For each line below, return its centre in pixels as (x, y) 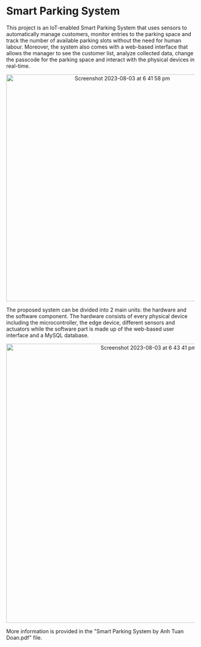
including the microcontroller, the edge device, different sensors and (91, 322)
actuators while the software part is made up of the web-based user (90, 329)
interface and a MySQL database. (48, 335)
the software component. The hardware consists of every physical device (97, 316)
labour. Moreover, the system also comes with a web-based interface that (97, 47)
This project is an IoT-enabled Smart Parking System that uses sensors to (97, 28)
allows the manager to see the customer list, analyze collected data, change (100, 53)
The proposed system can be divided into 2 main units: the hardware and (96, 310)
